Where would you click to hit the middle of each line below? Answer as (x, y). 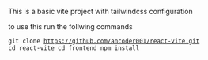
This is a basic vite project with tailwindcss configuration (100, 11)
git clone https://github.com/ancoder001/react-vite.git (104, 41)
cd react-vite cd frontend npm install (74, 48)
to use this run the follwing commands (70, 26)
